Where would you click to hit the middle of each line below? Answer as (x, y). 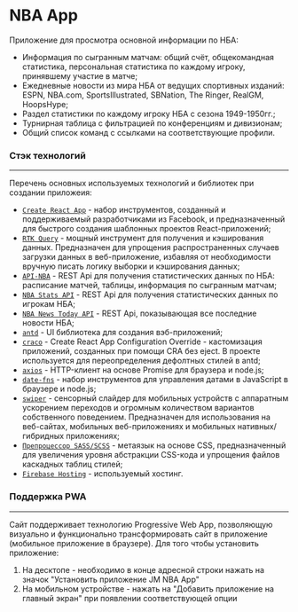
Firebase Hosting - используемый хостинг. (102, 474)
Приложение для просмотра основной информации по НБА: (124, 40)
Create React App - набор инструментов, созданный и (124, 210)
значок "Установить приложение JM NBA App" (110, 579)
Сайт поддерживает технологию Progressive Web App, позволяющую (141, 524)
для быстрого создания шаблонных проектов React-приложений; (146, 229)
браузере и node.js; (59, 389)
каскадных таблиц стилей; (72, 464)
